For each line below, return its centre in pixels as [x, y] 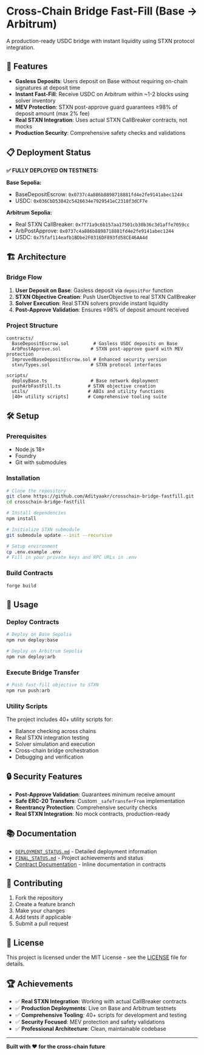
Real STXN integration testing [52, 737]
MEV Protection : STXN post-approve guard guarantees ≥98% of [96, 107]
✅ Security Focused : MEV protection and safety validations [90, 1022]
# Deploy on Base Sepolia [39, 635]
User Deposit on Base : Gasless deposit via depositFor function [94, 290]
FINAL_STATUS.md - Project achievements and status [79, 858]
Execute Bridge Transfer [43, 672]
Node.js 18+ [30, 449]
